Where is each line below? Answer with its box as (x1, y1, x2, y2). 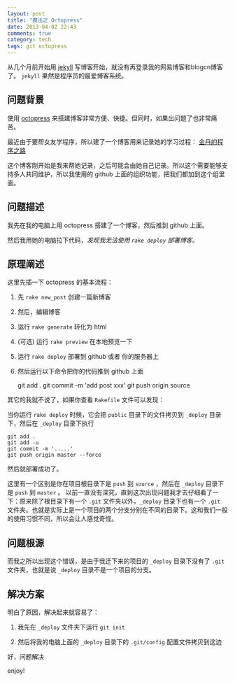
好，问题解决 (7, 653, 44, 661)
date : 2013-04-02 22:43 (7, 23, 77, 30)
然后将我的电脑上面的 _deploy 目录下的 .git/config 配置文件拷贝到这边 (17, 638, 222, 646)
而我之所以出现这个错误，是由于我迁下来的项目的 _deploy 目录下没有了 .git (7, 557, 225, 565)
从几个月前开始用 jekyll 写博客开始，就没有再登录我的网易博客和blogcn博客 (7, 63, 224, 71)
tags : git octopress (7, 43, 68, 50)
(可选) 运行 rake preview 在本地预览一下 (17, 337, 133, 346)
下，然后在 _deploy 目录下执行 (7, 419, 94, 427)
